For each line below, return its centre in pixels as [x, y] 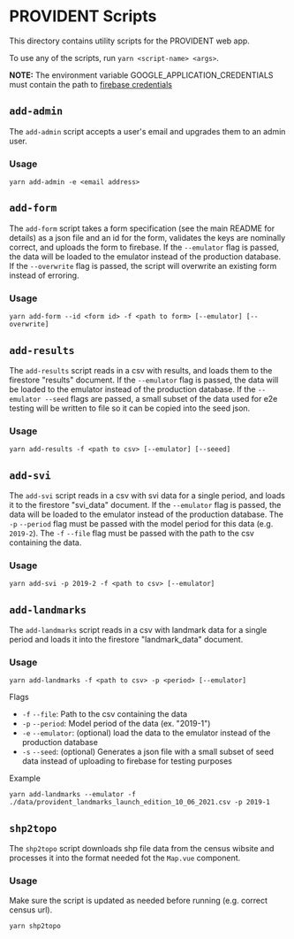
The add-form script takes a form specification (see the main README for [142, 228]
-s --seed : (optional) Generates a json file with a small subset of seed [147, 752]
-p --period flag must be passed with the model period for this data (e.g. [141, 524]
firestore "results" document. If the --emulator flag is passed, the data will [144, 380]
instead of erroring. [44, 275]
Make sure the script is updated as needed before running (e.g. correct [138, 900]
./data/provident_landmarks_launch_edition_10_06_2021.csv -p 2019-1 [140, 803]
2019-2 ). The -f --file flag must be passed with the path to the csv [132, 534]
